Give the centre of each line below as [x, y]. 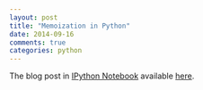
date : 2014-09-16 [42, 34]
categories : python [46, 51]
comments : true [38, 42]
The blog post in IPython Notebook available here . [102, 76]
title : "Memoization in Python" [70, 26]
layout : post [34, 17]
